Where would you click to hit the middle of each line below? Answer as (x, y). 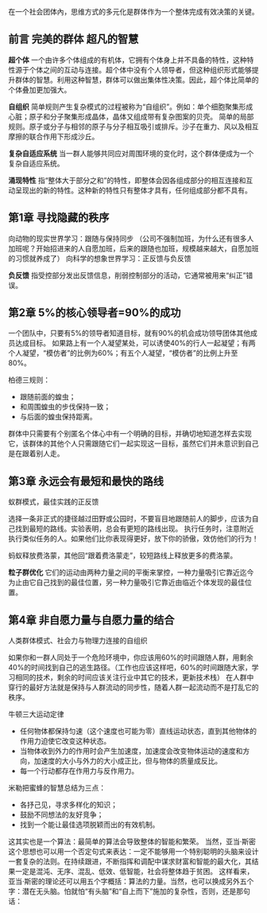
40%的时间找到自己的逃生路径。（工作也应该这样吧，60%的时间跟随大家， (130, 668)
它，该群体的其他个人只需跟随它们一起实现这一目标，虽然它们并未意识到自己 (133, 443)
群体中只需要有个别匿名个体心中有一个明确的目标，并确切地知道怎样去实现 (130, 434)
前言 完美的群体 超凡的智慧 (74, 39)
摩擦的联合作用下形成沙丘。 (54, 136)
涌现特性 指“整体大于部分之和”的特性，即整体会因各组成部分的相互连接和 (127, 180)
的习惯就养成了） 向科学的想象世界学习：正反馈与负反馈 (100, 258)
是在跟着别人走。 (36, 454)
